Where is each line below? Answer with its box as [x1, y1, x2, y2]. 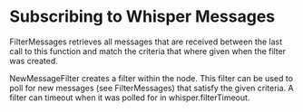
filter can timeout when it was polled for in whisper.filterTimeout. [9, 92, 250, 103]
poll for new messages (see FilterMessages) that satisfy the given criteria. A [9, 82, 294, 93]
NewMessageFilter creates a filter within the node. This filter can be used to [9, 72, 293, 83]
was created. [9, 55, 59, 66]
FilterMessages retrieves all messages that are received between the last [9, 36, 283, 47]
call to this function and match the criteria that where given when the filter [9, 45, 287, 56]
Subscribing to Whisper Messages [9, 6, 276, 27]
